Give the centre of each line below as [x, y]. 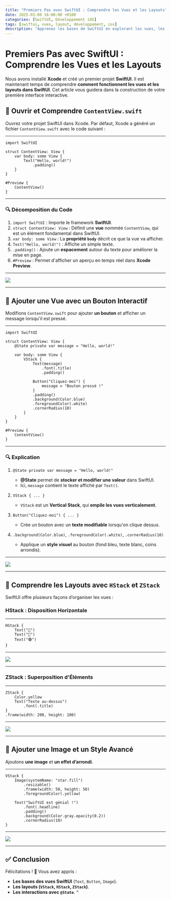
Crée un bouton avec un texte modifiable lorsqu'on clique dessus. [90, 525]
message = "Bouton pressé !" [72, 386]
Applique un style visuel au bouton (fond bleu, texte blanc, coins [88, 545]
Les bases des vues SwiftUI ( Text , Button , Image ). [65, 881]
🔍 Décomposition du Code [39, 209]
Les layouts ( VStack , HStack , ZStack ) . [51, 887]
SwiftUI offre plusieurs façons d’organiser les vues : [59, 597]
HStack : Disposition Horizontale [46, 611]
